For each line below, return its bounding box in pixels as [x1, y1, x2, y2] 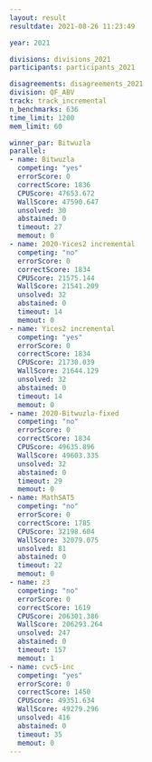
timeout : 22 [17, 561, 63, 570]
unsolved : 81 [17, 544, 67, 553]
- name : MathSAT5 [9, 493, 75, 503]
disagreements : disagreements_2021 [9, 79, 144, 89]
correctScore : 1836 [17, 180, 91, 189]
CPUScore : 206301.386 [17, 611, 100, 621]
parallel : [9, 146, 47, 155]
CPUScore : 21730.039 [17, 358, 95, 367]
